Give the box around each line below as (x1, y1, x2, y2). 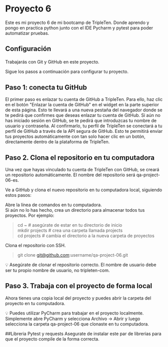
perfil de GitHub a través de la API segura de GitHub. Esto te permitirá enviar (5, 128, 163, 134)
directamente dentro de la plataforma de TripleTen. (5, 139, 110, 145)
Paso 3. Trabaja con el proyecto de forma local (5, 282, 152, 290)
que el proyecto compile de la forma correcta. (5, 336, 100, 342)
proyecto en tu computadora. (5, 300, 65, 306)
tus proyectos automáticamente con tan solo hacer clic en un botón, (5, 133, 146, 140)
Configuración (5, 44, 51, 53)
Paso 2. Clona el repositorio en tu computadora (5, 153, 155, 162)
